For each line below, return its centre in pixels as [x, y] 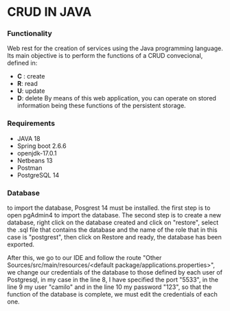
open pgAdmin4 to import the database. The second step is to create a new [114, 215]
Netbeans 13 [35, 160]
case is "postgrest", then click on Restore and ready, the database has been [114, 237]
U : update [31, 91]
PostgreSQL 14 [38, 175]
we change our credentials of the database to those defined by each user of [115, 272]
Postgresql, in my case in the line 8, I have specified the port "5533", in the [113, 280]
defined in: [22, 63]
